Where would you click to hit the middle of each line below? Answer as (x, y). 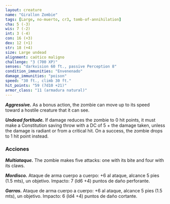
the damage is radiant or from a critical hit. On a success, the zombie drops (84, 130)
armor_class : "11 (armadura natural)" (46, 90)
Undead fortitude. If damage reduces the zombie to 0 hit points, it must (80, 120)
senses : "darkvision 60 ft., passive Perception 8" (61, 66)
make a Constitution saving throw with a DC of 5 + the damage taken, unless (85, 125)
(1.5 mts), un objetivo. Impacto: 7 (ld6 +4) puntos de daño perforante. (78, 181)
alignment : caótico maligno (35, 57)
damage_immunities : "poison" (36, 76)
